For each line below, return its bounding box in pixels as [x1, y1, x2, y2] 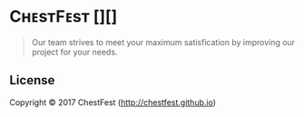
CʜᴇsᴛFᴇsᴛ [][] [9, 6, 118, 27]
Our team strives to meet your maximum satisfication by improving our [31, 36, 296, 47]
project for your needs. [31, 46, 118, 57]
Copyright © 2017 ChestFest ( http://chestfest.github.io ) [9, 96, 216, 108]
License [9, 73, 55, 88]
